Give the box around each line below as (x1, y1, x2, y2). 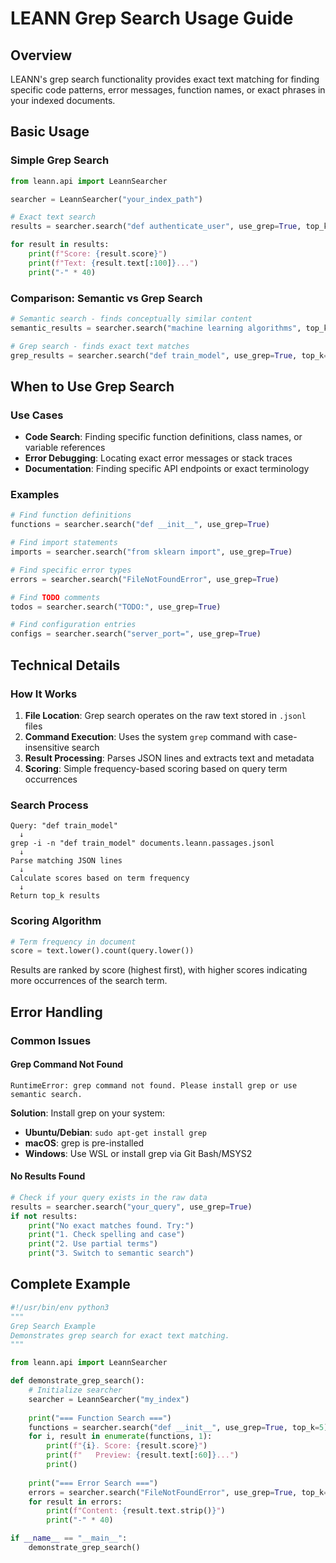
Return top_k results (10, 891, 101, 901)
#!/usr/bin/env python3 (10, 1302, 110, 1312)
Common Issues (10, 1033, 92, 1047)
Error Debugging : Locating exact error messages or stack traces (24, 452, 293, 464)
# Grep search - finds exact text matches (10, 341, 190, 351)
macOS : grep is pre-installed (24, 1137, 145, 1149)
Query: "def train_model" (10, 821, 118, 831)
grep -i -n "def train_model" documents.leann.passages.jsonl (10, 838, 275, 849)
